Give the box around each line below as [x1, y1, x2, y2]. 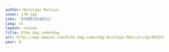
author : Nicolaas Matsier [5, 7, 59, 12]
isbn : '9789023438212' [5, 16, 53, 21]
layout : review [5, 26, 37, 31]
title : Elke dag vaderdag [5, 30, 59, 35]
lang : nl [5, 21, 24, 26]
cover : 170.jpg [5, 12, 37, 17]
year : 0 [5, 40, 22, 45]
